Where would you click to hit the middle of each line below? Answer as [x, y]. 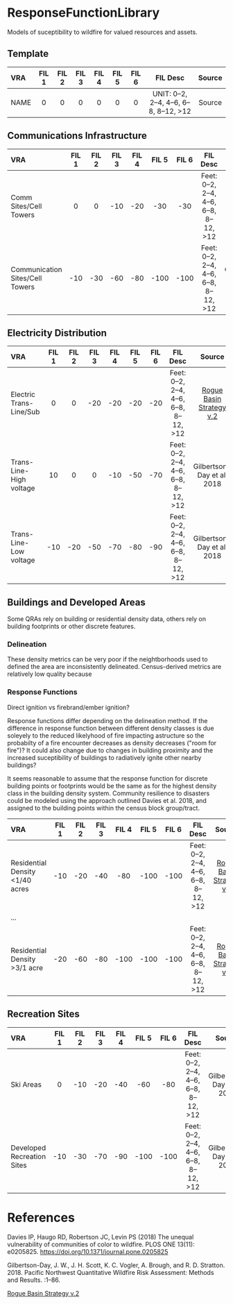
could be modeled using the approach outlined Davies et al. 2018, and [107, 800]
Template [28, 54]
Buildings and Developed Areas [76, 602]
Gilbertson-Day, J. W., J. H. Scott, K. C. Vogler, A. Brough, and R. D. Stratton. [116, 1265]
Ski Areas [26, 1084]
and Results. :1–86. [34, 1280]
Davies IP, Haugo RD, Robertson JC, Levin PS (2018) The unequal [101, 1237]
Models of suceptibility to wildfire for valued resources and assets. [102, 32]
